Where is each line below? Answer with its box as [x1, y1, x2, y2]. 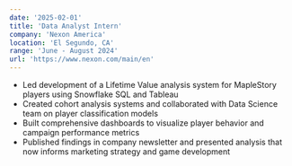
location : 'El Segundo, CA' [9, 38, 115, 48]
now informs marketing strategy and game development [22, 146, 231, 157]
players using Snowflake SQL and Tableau [22, 89, 179, 100]
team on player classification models [22, 109, 159, 118]
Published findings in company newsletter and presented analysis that [22, 136, 283, 147]
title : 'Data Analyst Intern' [9, 22, 123, 31]
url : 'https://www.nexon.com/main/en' [9, 55, 155, 64]
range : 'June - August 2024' [9, 47, 119, 56]
